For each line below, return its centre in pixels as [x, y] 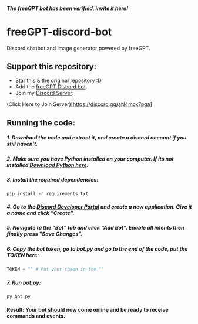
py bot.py [19, 297]
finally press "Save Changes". [45, 234]
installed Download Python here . [48, 165]
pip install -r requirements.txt [48, 194]
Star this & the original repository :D [58, 81]
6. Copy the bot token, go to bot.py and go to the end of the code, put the [97, 248]
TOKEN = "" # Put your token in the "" [56, 270]
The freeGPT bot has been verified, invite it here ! [68, 8]
